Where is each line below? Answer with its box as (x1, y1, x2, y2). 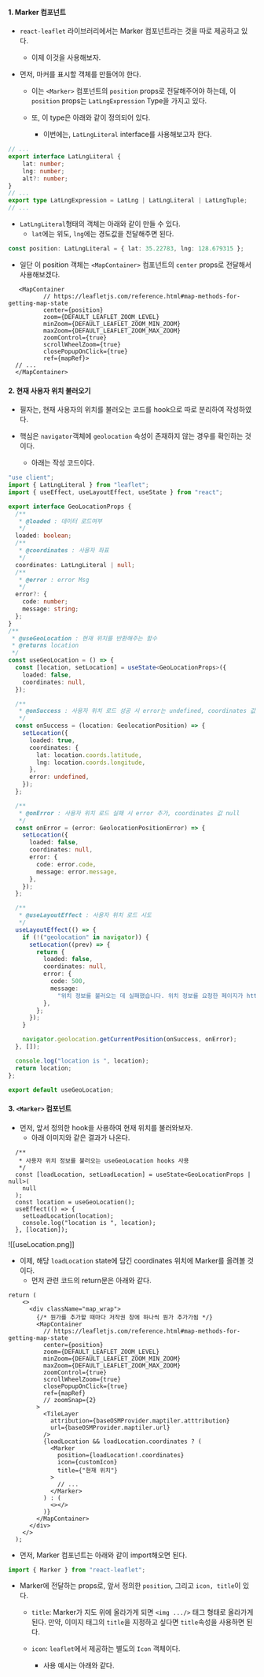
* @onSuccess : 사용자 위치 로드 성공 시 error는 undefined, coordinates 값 (18, 707, 256, 715)
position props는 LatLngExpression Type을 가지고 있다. (31, 96, 207, 106)
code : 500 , (49, 978, 86, 985)
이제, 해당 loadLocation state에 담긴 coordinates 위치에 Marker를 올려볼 (19, 1256, 246, 1265)
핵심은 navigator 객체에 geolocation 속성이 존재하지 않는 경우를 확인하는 (19, 432, 244, 441)
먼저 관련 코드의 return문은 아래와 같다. (31, 1275, 152, 1285)
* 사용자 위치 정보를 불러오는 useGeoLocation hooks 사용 (18, 1156, 189, 1165)
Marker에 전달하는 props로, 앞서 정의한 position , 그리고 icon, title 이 (19, 1581, 241, 1590)
